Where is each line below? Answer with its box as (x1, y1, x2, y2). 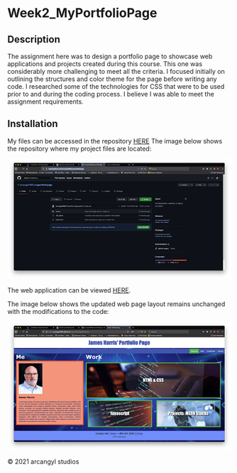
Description (7, 33, 60, 45)
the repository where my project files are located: (7, 144, 152, 153)
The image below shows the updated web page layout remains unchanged (7, 300, 226, 308)
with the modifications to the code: (7, 307, 109, 315)
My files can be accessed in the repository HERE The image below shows (7, 136, 223, 145)
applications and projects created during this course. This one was (7, 60, 203, 68)
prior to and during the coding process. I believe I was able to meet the (7, 90, 214, 98)
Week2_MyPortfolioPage (7, 5, 158, 21)
